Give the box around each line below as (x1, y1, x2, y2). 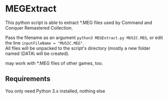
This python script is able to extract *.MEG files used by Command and (5, 19, 152, 25)
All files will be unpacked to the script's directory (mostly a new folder (5, 45, 151, 51)
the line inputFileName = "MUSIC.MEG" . (5, 39, 84, 45)
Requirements (5, 74, 50, 83)
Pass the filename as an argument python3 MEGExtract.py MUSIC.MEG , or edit (5, 34, 163, 40)
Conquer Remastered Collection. (5, 24, 73, 30)
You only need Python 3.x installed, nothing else (5, 88, 105, 94)
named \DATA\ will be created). (5, 50, 70, 56)
